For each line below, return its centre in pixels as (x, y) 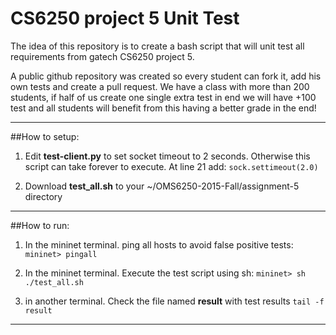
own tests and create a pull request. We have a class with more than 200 (160, 86)
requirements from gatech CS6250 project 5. (102, 56)
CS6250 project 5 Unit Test (125, 18)
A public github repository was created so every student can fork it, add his (166, 76)
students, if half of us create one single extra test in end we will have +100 (163, 97)
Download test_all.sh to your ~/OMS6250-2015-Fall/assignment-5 (162, 186)
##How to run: (40, 225)
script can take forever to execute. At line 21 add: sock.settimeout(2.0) (171, 166)
